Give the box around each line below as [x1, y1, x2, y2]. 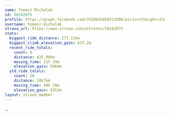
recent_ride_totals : [9, 45, 53, 50]
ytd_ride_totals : [9, 69, 46, 74]
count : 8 [14, 50, 32, 55]
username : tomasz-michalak [5, 21, 62, 27]
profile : [5, 17, 23, 22]
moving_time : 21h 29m [14, 59, 59, 64]
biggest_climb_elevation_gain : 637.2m [9, 41, 92, 46]
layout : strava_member [5, 92, 53, 97]
